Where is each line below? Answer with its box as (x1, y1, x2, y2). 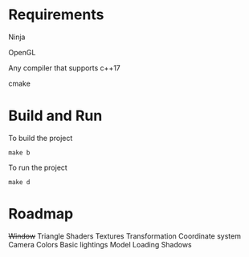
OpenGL (8, 47, 36, 57)
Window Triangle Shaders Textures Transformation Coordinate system (8, 231, 241, 241)
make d (8, 178, 31, 186)
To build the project (8, 133, 73, 143)
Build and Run (8, 106, 103, 125)
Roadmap (8, 205, 74, 223)
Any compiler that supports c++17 (8, 62, 120, 73)
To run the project (8, 163, 68, 172)
